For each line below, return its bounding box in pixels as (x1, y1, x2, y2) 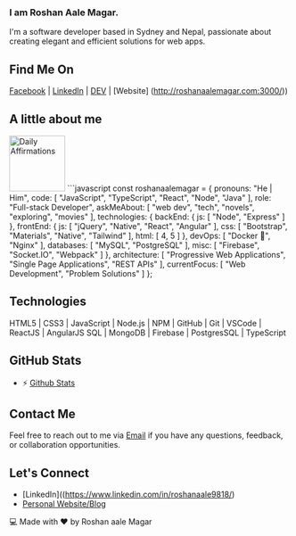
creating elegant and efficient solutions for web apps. (9, 36, 206, 46)
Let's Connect (9, 466, 89, 481)
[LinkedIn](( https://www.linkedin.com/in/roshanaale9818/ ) (21, 489, 235, 500)
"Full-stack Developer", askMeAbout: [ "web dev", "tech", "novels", (9, 202, 255, 212)
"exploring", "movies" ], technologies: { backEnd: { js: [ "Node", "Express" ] (9, 211, 285, 222)
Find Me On (9, 62, 74, 77)
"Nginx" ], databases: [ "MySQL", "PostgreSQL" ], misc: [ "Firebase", (9, 239, 260, 251)
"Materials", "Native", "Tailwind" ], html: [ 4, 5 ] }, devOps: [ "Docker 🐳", (9, 230, 271, 241)
